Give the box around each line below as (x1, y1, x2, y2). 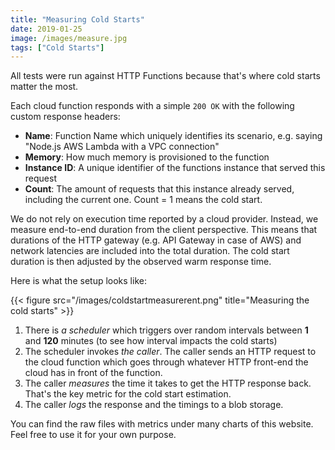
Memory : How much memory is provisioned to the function (24, 151, 270, 163)
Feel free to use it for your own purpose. (10, 429, 177, 441)
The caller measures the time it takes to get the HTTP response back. (24, 377, 312, 390)
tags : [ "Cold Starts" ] (10, 42, 105, 53)
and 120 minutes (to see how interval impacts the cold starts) (24, 335, 278, 347)
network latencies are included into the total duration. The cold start (10, 245, 290, 257)
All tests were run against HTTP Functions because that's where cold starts (10, 70, 321, 82)
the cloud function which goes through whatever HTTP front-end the (24, 356, 309, 368)
